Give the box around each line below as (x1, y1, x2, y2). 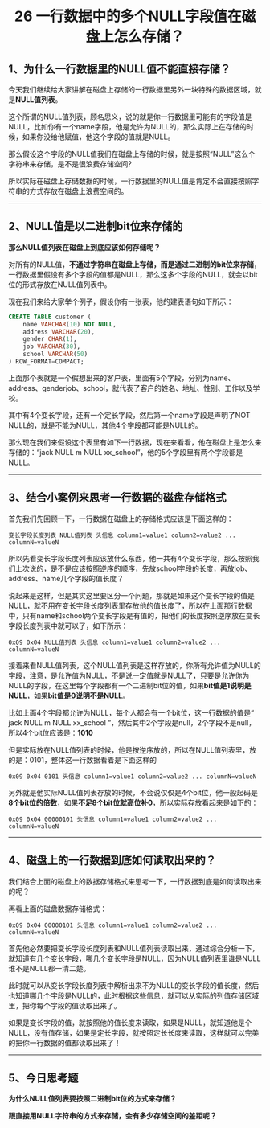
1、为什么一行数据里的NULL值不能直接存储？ (8, 62, 231, 76)
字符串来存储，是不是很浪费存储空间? (8, 159, 133, 169)
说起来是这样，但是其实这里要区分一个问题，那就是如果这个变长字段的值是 (8, 590, 255, 600)
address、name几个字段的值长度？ (8, 573, 125, 583)
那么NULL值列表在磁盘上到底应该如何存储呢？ (8, 242, 161, 252)
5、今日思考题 (8, 1071, 79, 1085)
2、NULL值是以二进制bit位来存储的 (8, 219, 183, 233)
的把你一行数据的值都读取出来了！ (8, 1038, 121, 1048)
